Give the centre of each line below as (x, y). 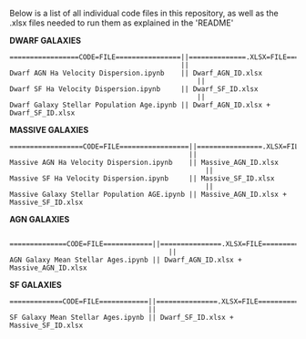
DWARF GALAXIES (46, 41)
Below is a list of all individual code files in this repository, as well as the (144, 13)
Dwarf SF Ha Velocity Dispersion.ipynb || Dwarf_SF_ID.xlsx (134, 89)
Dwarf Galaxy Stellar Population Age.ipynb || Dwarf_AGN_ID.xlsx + (140, 105)
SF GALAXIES (36, 285)
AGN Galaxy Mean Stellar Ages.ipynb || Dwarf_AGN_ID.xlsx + (126, 260)
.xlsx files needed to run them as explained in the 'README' (122, 23)
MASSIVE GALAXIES (49, 130)
